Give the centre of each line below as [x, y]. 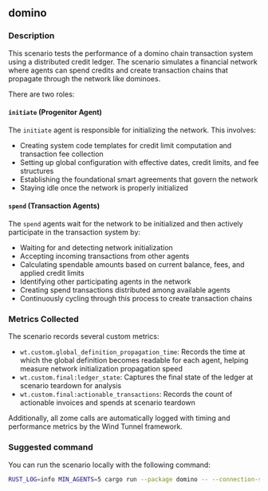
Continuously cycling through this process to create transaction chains [136, 299]
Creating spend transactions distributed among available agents [125, 290]
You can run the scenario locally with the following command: [110, 465]
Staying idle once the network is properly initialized [104, 187]
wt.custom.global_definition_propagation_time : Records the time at [132, 352]
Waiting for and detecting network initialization [96, 248]
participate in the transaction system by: [75, 232]
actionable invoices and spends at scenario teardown [107, 403]
